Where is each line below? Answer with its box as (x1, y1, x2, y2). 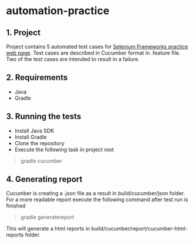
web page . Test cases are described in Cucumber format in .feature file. (6, 49, 180, 56)
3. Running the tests (6, 112, 81, 122)
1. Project (6, 28, 41, 38)
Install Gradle (14, 133, 47, 141)
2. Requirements (6, 72, 68, 83)
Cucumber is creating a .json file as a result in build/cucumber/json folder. (6, 190, 185, 197)
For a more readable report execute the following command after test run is (6, 196, 188, 203)
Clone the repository (14, 139, 65, 146)
